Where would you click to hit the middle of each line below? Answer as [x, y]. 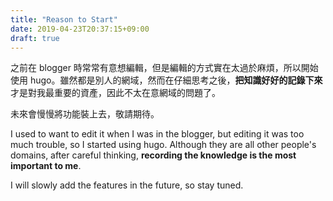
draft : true [35, 38]
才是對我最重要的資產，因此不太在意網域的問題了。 [115, 93]
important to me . [46, 166]
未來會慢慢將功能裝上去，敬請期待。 [85, 114]
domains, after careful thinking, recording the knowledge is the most [153, 155]
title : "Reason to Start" [64, 19]
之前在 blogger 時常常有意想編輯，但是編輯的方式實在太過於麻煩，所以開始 [164, 68]
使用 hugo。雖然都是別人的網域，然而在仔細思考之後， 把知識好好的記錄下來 [166, 80]
